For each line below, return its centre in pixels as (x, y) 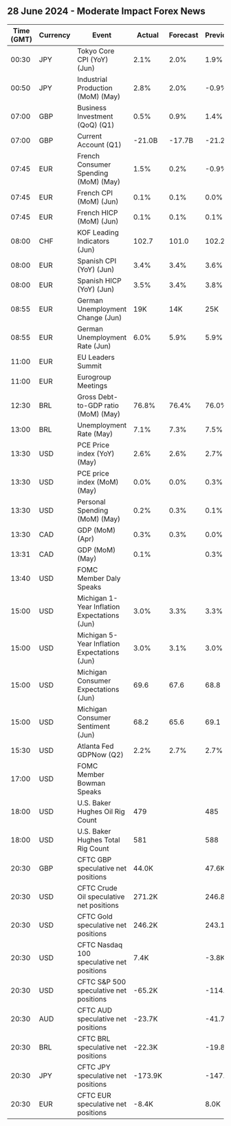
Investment (95, 116)
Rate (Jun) (94, 346)
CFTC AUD (95, 1010)
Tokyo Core (96, 51)
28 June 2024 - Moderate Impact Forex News (107, 11)
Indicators (93, 241)
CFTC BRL (93, 1039)
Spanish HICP (99, 280)
